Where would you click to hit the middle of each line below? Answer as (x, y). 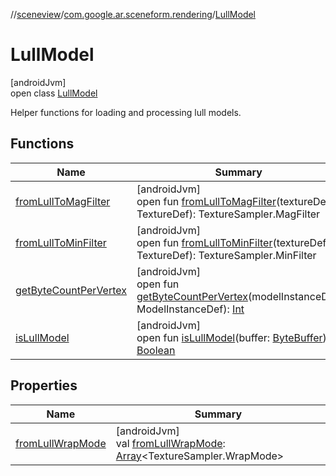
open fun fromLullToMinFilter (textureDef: (233, 242)
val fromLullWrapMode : (170, 443)
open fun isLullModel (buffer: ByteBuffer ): (233, 337)
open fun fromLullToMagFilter (206, 201)
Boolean (156, 350)
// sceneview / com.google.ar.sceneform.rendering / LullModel (133, 14)
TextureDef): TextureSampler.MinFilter (226, 255)
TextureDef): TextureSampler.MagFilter (228, 214)
